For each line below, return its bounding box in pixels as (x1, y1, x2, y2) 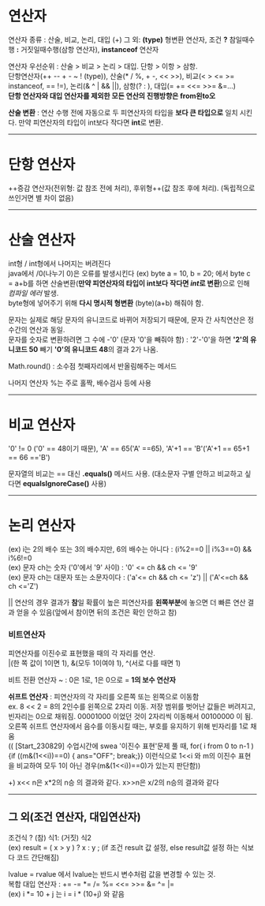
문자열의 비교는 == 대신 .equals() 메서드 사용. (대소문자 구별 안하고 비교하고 (8, 469, 243, 478)
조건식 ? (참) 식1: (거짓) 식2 (8, 833, 92, 842)
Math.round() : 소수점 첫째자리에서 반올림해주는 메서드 (8, 361, 177, 371)
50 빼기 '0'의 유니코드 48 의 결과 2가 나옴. (28, 344, 159, 354)
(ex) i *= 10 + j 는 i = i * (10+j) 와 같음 (8, 889, 125, 898)
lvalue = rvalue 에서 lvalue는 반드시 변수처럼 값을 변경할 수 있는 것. (8, 869, 216, 878)
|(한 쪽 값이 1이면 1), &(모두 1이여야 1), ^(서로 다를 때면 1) (8, 658, 181, 668)
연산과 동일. (28, 324, 65, 334)
